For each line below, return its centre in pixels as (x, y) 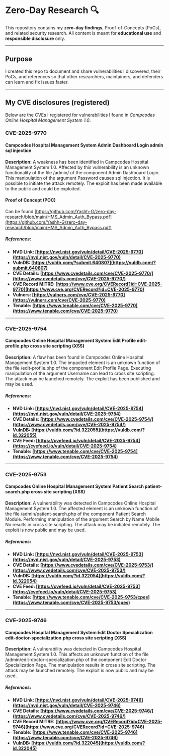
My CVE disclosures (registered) (57, 103)
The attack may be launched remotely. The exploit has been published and (82, 379)
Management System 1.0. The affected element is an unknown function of (82, 509)
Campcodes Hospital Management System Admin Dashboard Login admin (84, 145)
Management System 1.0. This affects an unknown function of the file (77, 654)
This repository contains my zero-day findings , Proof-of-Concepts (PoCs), (83, 28)
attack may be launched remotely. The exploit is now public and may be (79, 671)
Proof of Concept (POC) (31, 200)
